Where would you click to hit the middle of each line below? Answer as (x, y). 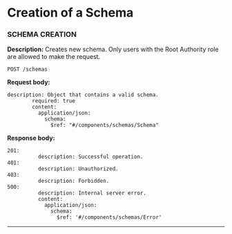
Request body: (29, 82)
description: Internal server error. (92, 193)
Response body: (31, 138)
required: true (54, 101)
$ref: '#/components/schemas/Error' (109, 217)
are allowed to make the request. (54, 57)
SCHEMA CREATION (42, 35)
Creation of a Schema (70, 13)
